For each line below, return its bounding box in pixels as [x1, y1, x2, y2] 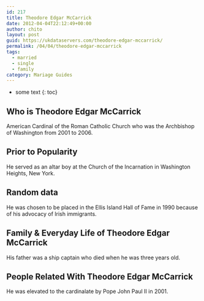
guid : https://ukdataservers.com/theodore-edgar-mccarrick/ [6, 37, 164, 44]
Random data [6, 188, 58, 198]
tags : [6, 49, 20, 55]
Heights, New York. [6, 169, 55, 177]
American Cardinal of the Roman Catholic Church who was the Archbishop [6, 123, 195, 130]
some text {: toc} [15, 88, 58, 96]
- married [12, 55, 37, 61]
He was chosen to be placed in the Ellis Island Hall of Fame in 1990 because [6, 204, 198, 211]
